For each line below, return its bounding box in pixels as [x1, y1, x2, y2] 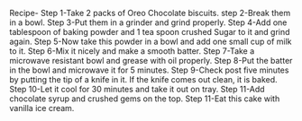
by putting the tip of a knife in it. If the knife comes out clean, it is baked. [9, 74, 278, 84]
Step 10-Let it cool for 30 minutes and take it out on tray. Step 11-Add [9, 84, 265, 94]
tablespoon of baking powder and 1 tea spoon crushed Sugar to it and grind [9, 27, 290, 37]
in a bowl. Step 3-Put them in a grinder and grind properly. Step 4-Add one [9, 17, 288, 28]
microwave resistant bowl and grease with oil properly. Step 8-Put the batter [9, 56, 293, 65]
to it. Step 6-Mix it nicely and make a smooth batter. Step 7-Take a [9, 46, 255, 56]
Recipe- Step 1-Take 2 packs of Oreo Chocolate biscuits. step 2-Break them [9, 8, 291, 18]
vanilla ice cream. [9, 103, 75, 113]
